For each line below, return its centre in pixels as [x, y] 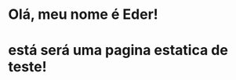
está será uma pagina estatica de [118, 51]
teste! [27, 67]
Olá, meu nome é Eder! [83, 15]
